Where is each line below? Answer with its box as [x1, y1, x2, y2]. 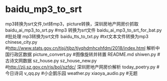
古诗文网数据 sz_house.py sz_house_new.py [5, 57, 97, 63]
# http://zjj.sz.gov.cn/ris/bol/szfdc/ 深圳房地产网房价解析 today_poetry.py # [5, 64, 160, 70]
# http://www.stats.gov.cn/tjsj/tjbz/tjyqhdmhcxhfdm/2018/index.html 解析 [5, 45, 156, 51]
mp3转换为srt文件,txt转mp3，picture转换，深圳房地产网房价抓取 [5, 21, 139, 27]
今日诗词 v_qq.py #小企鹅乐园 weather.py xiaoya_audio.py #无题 [5, 70, 138, 76]
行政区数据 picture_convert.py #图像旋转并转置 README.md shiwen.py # [9, 51, 160, 57]
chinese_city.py [5, 39, 38, 45]
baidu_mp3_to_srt [5, 4, 82, 15]
